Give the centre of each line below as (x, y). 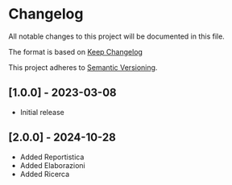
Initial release (42, 112)
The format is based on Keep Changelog (76, 51)
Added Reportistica (52, 157)
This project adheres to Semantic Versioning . (83, 67)
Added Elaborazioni (53, 165)
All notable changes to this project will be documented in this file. (117, 36)
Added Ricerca (45, 174)
